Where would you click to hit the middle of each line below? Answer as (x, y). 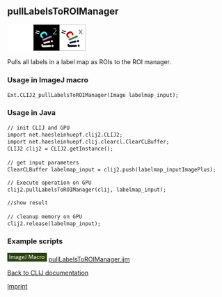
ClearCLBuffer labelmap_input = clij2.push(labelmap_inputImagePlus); (112, 170)
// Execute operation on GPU (49, 183)
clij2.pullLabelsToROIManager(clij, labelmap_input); (87, 190)
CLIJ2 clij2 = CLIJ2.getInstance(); (60, 149)
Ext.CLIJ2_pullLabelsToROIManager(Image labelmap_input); (93, 96)
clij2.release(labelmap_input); (54, 224)
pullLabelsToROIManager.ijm (89, 259)
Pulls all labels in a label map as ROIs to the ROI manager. (89, 61)
